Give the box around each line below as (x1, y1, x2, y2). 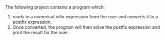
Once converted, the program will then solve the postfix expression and (12, 24, 160, 30)
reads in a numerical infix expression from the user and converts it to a (12, 14, 158, 19)
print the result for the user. (12, 30, 69, 35)
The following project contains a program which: (5, 4, 105, 10)
